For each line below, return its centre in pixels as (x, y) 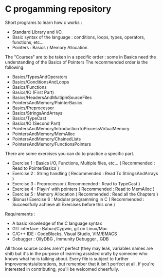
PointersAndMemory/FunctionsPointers (52, 144)
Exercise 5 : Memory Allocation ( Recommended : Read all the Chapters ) (85, 194)
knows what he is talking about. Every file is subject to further (67, 258)
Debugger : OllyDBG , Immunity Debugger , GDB (60, 239)
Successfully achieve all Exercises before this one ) (63, 204)
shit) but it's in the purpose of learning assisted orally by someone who (76, 253)
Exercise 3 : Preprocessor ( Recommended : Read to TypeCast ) (76, 183)
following (14, 67)
